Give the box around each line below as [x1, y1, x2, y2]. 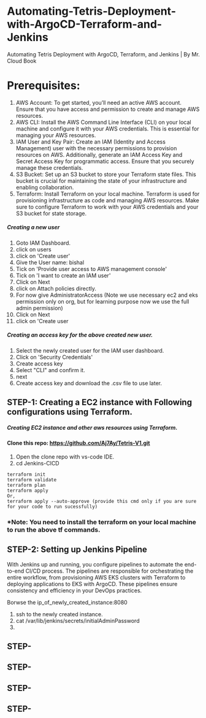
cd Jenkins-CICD [15, 459, 60, 467]
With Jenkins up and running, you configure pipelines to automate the [7, 560, 183, 568]
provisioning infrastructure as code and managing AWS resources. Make [15, 196, 200, 204]
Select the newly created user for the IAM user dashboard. [15, 346, 164, 354]
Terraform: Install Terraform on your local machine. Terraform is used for [15, 190, 200, 197]
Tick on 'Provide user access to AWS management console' [15, 265, 167, 272]
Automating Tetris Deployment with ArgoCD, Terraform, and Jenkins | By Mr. [7, 50, 200, 58]
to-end [7, 567, 25, 575]
